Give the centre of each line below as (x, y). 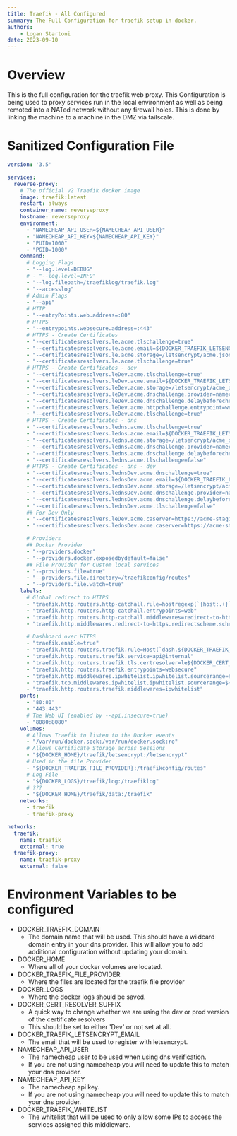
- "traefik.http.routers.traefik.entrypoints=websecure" (111, 669)
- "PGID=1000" (47, 250)
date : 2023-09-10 (33, 40)
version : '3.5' (30, 165)
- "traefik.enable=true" (62, 643)
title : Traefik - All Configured (56, 14)
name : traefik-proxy (50, 860)
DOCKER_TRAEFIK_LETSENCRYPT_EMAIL (78, 1034)
